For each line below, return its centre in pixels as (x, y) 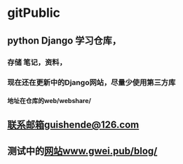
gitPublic (34, 13)
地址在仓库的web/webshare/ (49, 101)
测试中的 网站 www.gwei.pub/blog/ (82, 151)
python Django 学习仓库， (64, 40)
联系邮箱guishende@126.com (73, 125)
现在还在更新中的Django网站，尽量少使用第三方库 (91, 83)
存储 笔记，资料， (37, 62)
